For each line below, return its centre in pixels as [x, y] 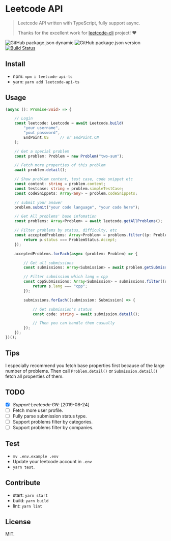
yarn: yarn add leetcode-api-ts [46, 81]
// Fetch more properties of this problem [60, 165]
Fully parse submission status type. [50, 416]
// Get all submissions [49, 263]
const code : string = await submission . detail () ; [86, 314]
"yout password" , [42, 133]
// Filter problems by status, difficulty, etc [66, 230]
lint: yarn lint [27, 506]
